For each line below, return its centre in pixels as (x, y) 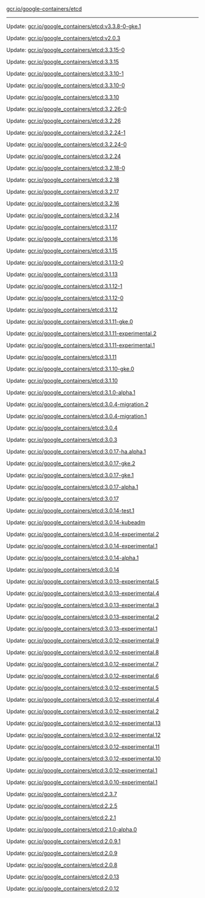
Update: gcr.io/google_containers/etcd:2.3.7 (62, 794)
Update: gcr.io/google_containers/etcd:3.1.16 (62, 239)
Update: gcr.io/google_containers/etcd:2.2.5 (62, 806)
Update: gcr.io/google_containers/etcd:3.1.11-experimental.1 (81, 345)
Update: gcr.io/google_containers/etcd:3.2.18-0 (66, 168)
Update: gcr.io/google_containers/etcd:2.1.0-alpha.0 (72, 829)
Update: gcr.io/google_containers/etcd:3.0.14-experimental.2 (83, 534)
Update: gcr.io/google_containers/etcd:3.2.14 (63, 215)
